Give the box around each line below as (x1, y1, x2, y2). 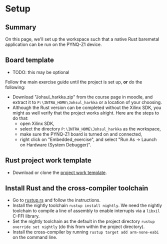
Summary (5, 23, 36, 31)
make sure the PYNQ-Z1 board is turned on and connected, (19, 131, 142, 137)
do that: (12, 115, 29, 121)
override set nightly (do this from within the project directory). (12, 223, 145, 230)
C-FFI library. (12, 213, 40, 219)
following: (5, 84, 25, 90)
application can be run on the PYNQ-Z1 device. (5, 41, 102, 47)
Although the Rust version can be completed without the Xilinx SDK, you (12, 104, 161, 110)
